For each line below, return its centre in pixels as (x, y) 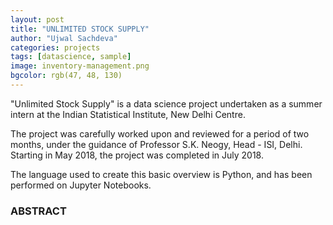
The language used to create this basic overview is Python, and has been (161, 174)
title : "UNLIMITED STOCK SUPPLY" (80, 29)
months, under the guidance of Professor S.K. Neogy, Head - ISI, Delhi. (156, 144)
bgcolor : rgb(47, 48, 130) (66, 76)
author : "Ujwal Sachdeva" (64, 38)
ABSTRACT (38, 211)
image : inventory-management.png (80, 66)
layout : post (37, 19)
